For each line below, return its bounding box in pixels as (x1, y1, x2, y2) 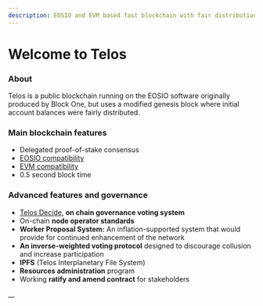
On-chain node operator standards (19, 216, 135, 225)
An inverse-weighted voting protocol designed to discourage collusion (19, 241, 252, 250)
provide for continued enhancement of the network (19, 232, 186, 242)
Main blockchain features (8, 127, 107, 138)
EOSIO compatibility (19, 154, 85, 163)
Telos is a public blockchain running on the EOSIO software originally (8, 91, 231, 100)
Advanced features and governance (8, 190, 149, 201)
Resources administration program (19, 266, 135, 275)
